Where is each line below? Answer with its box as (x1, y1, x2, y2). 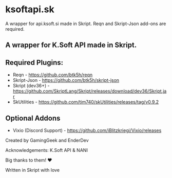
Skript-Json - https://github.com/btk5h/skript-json (12, 77, 120, 83)
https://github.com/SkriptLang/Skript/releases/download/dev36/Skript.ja (12, 88, 167, 94)
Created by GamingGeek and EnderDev (5, 137, 89, 143)
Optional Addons (5, 114, 61, 122)
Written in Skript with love (5, 167, 60, 173)
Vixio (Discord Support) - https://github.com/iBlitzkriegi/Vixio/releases (12, 127, 162, 133)
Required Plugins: (5, 58, 63, 67)
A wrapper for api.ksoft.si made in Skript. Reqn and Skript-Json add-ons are (5, 20, 166, 27)
